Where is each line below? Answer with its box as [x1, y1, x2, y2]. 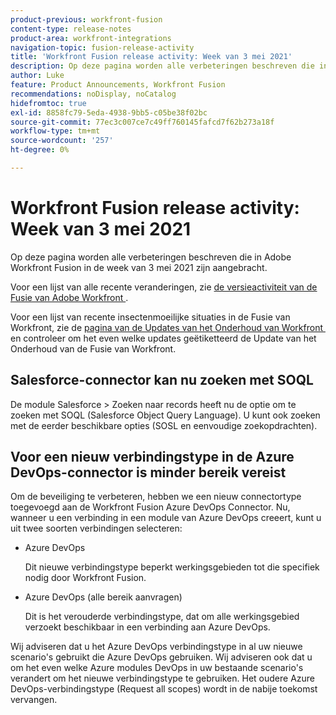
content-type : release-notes [10, 24, 132, 34]
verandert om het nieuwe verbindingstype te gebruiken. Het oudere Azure [10, 672, 316, 685]
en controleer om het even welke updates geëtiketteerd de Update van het [10, 332, 317, 344]
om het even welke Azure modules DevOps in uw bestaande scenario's [10, 662, 304, 674]
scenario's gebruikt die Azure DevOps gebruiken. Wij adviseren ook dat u [10, 651, 313, 663]
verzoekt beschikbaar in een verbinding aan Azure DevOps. [24, 621, 271, 633]
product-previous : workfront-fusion [10, 14, 163, 25]
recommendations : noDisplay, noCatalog [10, 89, 177, 99]
